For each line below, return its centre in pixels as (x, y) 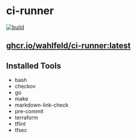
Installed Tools (34, 66)
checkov (25, 86)
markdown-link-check (42, 105)
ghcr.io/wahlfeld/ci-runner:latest (68, 46)
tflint (20, 124)
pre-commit (29, 111)
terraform (26, 118)
